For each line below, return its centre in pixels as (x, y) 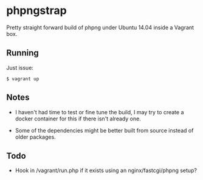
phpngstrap (36, 11)
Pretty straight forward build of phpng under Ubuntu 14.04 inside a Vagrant (100, 27)
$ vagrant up (23, 79)
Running (23, 53)
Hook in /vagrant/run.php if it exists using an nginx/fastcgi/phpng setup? (106, 170)
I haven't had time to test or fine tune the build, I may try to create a (99, 112)
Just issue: (20, 67)
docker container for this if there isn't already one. (78, 119)
